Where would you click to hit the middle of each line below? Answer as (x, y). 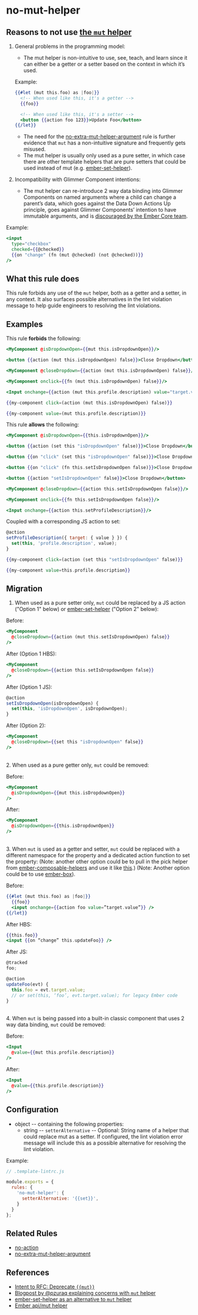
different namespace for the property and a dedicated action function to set (98, 855)
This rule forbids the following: (44, 338)
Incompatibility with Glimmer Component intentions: (77, 180)
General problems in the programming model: (70, 46)
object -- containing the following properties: (69, 1124)
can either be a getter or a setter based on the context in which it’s (104, 64)
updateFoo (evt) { (27, 984)
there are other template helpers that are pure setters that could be (105, 162)
